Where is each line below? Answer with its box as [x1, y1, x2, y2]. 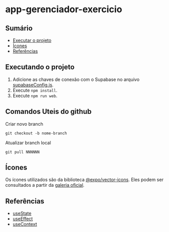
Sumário [5, 24, 33, 33]
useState [12, 210, 32, 217]
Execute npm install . [12, 87, 58, 93]
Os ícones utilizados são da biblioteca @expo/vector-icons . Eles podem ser [5, 177, 164, 183]
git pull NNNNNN [5, 149, 40, 155]
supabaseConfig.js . [12, 81, 54, 88]
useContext [12, 221, 37, 227]
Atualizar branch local [5, 139, 51, 146]
